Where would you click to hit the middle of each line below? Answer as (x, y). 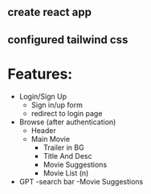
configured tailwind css (68, 40)
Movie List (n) (66, 173)
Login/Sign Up (43, 96)
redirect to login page (67, 113)
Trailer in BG (64, 148)
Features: (40, 74)
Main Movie (50, 139)
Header (44, 130)
